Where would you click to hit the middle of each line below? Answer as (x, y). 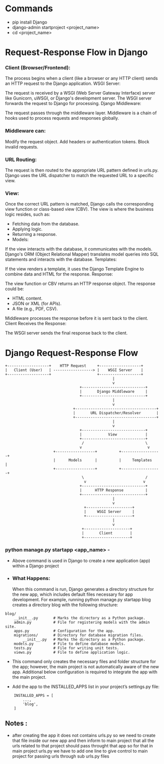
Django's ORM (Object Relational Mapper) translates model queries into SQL (82, 254)
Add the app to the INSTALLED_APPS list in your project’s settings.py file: (86, 687)
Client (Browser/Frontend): (38, 68)
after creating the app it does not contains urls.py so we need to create (84, 735)
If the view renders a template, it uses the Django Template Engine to (75, 269)
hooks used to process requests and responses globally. (62, 118)
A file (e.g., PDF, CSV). (35, 309)
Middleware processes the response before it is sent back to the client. (77, 318)
